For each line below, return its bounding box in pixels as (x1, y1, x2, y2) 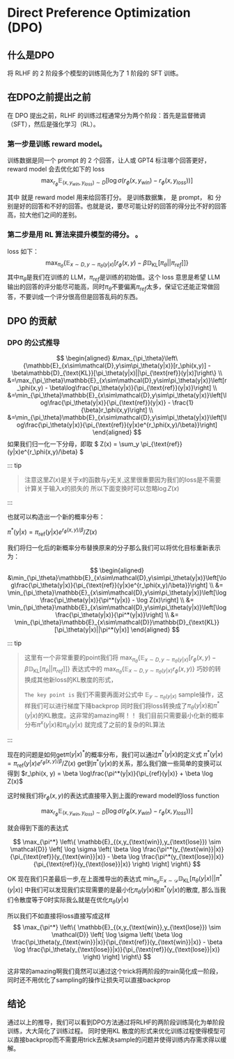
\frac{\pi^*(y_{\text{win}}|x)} (142, 845, 224, 853)
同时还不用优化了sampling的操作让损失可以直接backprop (7, 975, 171, 984)
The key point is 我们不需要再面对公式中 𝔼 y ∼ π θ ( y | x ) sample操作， (24, 690, 218, 701)
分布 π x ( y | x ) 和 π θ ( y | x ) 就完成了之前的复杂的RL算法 (24, 719, 166, 730)
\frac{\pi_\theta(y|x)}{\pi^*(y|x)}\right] (55, 611, 164, 619)
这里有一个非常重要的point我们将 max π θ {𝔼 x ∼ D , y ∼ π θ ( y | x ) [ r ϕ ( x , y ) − (24, 653, 217, 664)
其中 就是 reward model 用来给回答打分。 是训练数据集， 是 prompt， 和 (7, 193, 214, 201)
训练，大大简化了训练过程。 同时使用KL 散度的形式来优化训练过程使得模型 (7, 1026, 220, 1035)
